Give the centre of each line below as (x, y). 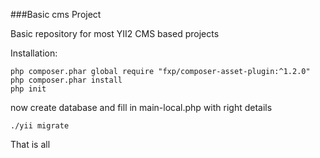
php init (28, 89)
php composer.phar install (66, 80)
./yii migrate (40, 126)
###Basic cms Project (56, 14)
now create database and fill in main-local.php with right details (141, 107)
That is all (30, 144)
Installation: (34, 53)
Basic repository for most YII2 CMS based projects (115, 33)
